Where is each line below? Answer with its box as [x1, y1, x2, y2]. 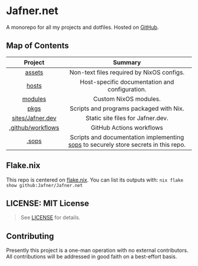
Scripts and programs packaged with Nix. [70, 104, 184, 113]
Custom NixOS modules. [93, 94, 161, 103]
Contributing [6, 231, 54, 241]
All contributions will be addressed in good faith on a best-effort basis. [6, 253, 177, 260]
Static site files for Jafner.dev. [85, 114, 169, 122]
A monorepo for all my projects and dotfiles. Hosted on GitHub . [6, 24, 159, 31]
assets [25, 68, 44, 76]
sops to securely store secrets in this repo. [68, 140, 186, 149]
